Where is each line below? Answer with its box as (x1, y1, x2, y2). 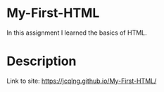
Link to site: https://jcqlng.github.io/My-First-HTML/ (6, 76, 157, 85)
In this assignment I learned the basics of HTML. (6, 28, 147, 37)
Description (6, 53, 77, 69)
